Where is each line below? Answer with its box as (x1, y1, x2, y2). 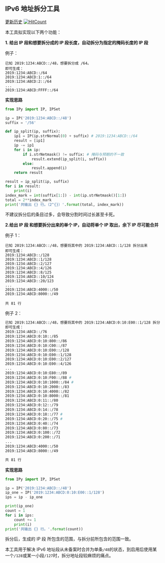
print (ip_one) (5, 504, 34, 509)
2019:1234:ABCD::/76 (5, 330, 48, 334)
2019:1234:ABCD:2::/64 (5, 79, 52, 84)
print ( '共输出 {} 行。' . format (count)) (5, 527, 83, 531)
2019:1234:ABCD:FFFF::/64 (5, 88, 58, 93)
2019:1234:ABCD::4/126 (5, 265, 52, 271)
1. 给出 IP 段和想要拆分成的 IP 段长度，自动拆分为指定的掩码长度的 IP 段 (5, 39, 149, 45)
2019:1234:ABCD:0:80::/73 (5, 426, 58, 431)
